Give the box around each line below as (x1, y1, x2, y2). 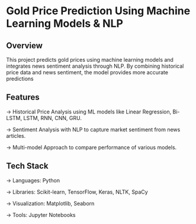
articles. (6, 132, 26, 139)
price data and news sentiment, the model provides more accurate (6, 69, 169, 75)
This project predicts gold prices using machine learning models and (6, 56, 173, 63)
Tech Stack (6, 161, 49, 171)
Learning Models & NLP (6, 17, 123, 30)
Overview (6, 40, 43, 51)
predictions (6, 75, 34, 82)
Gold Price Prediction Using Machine (6, 4, 191, 18)
